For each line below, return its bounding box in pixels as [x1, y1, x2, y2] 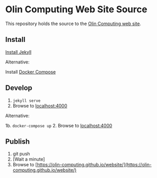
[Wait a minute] [12, 156, 45, 162]
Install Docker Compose [5, 69, 56, 75]
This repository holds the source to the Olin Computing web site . [5, 20, 142, 27]
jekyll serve [12, 98, 41, 103]
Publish [5, 137, 30, 146]
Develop [5, 83, 32, 93]
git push [12, 151, 30, 157]
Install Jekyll [5, 49, 32, 55]
